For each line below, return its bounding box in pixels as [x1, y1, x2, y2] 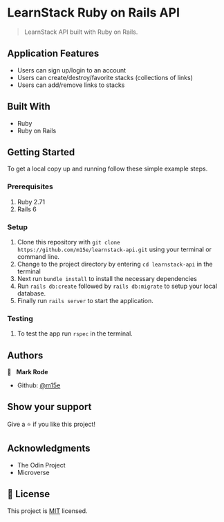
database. [17, 289, 46, 298]
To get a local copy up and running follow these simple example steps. [7, 164, 208, 173]
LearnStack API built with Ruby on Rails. [24, 28, 138, 36]
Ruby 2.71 [17, 197, 46, 206]
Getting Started [7, 146, 75, 158]
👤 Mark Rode [7, 368, 48, 376]
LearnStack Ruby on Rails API [7, 5, 180, 21]
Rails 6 [17, 205, 37, 213]
